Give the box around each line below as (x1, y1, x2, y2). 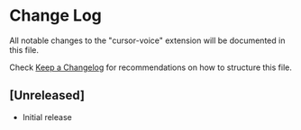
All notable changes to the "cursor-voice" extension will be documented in (9, 35, 286, 46)
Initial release (22, 111, 72, 122)
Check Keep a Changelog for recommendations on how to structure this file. (9, 62, 293, 73)
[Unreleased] (9, 88, 86, 103)
